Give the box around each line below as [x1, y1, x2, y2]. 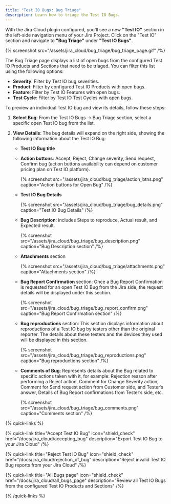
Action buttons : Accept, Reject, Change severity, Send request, [20, 155, 155, 161]
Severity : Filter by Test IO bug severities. [12, 78, 100, 84]
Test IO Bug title [20, 145, 55, 152]
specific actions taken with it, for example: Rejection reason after [20, 373, 158, 379]
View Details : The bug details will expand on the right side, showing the [12, 129, 165, 136]
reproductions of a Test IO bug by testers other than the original [20, 326, 155, 332]
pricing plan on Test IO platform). [20, 166, 91, 172]
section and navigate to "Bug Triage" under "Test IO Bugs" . [5, 37, 133, 44]
